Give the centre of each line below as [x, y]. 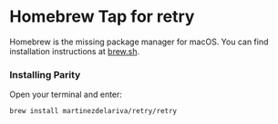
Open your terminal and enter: [66, 95]
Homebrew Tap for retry [102, 17]
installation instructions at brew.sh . [75, 51]
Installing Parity [45, 74]
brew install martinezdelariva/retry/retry [93, 111]
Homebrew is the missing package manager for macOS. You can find [139, 42]
